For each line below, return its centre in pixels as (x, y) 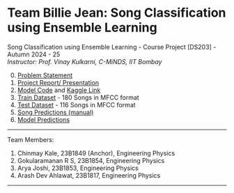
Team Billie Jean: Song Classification (117, 13)
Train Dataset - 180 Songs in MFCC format (78, 97)
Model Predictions (44, 119)
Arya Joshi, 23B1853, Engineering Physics (78, 168)
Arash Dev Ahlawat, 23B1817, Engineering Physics (89, 175)
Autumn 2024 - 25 (34, 54)
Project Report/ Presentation (58, 82)
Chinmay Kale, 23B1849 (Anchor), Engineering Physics (96, 153)
